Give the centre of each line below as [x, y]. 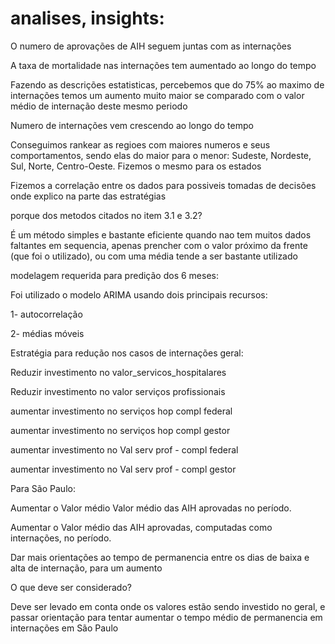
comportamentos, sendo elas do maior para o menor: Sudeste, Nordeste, [161, 155]
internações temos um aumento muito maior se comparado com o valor [157, 95]
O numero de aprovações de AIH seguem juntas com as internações [151, 46]
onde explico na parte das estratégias [88, 196]
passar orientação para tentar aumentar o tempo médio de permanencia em [166, 617]
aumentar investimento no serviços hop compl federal [121, 411]
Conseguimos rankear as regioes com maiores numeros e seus [140, 144]
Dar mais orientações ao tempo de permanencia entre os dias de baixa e [160, 557]
